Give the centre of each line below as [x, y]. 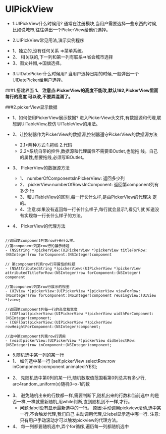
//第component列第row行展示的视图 [37, 287]
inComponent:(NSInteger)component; [75, 345]
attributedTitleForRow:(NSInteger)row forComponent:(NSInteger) [73, 273]
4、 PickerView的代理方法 [39, 226]
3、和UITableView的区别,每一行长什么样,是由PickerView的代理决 [85, 197]
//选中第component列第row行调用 [35, 336]
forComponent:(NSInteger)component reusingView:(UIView [97, 295]
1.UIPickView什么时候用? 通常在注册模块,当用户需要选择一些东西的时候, [85, 23]
